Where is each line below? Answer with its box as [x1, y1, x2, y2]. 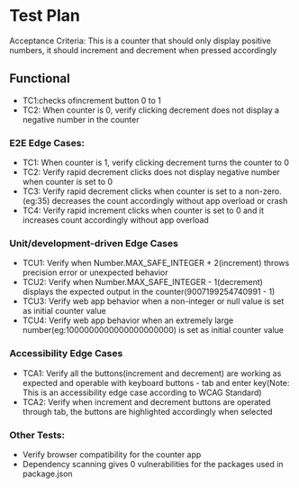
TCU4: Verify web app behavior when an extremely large [22, 315, 234, 326]
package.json [22, 468, 74, 479]
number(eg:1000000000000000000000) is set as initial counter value [22, 325, 284, 336]
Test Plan [9, 5, 81, 26]
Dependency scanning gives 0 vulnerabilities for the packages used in [22, 458, 284, 469]
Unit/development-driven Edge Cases [9, 236, 178, 249]
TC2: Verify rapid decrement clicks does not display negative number [22, 167, 281, 178]
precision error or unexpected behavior [22, 267, 168, 278]
